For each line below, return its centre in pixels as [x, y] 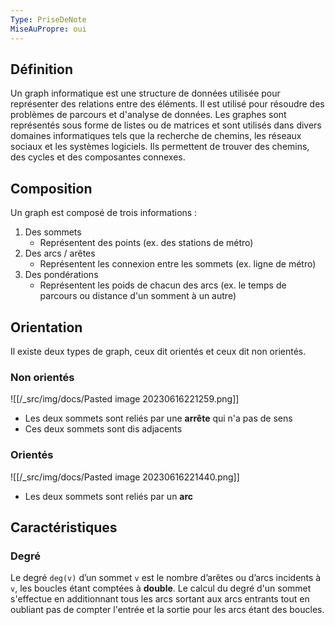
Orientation [46, 327]
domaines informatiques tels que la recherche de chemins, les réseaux [156, 136]
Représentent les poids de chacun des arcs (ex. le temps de [163, 285]
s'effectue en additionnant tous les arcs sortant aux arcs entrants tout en [160, 599]
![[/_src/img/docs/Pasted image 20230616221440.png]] [125, 477]
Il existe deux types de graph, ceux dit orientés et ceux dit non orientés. [158, 351]
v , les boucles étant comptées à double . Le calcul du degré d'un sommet [161, 588]
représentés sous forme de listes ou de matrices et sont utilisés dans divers [166, 125]
